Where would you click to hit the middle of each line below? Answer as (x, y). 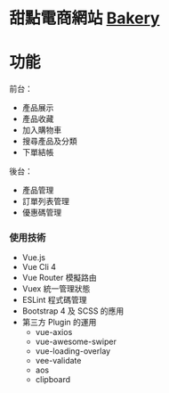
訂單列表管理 (45, 201)
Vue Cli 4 (39, 267)
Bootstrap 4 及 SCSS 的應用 (73, 311)
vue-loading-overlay (73, 351)
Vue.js (34, 258)
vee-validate (58, 361)
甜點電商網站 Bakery (84, 18)
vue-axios (54, 332)
